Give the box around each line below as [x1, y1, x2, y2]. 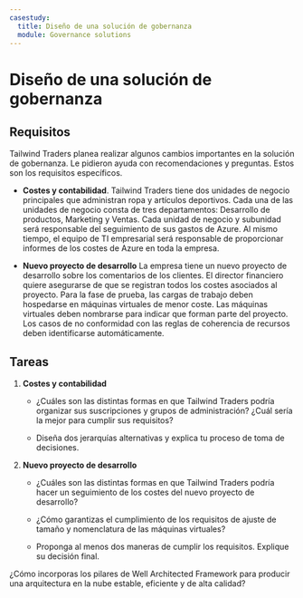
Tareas [9, 354, 50, 370]
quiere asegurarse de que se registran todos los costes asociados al [22, 280, 278, 291]
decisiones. [35, 442, 80, 453]
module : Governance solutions [17, 30, 131, 39]
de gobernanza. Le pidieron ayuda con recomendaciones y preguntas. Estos [9, 158, 295, 169]
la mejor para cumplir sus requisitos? [35, 415, 174, 426]
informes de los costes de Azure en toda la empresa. [22, 243, 220, 254]
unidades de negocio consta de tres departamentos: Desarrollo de [22, 205, 270, 216]
